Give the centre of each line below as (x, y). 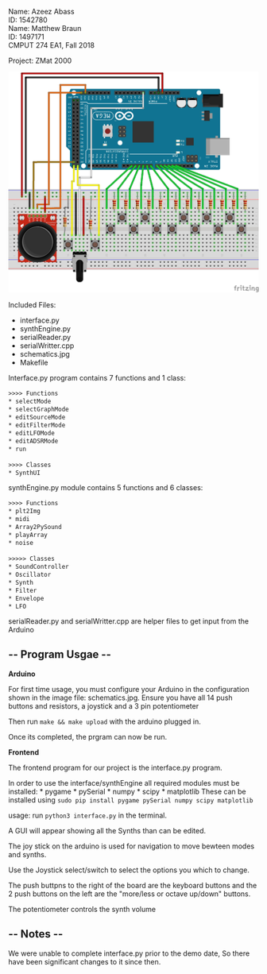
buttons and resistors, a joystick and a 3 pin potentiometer (104, 705)
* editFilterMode (37, 425)
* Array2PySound (35, 527)
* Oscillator (30, 574)
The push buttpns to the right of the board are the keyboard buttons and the (133, 885)
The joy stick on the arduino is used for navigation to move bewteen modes (132, 846)
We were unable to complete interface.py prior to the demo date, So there (129, 953)
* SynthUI (25, 473)
